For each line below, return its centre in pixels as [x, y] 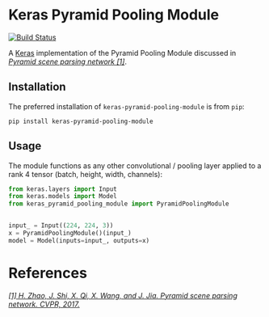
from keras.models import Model [63, 197]
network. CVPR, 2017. [44, 304]
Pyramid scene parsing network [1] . [68, 61]
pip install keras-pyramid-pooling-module [81, 121]
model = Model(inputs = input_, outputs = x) [79, 240]
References [48, 273]
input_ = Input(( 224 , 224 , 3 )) [61, 226]
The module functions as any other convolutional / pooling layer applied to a [135, 165]
